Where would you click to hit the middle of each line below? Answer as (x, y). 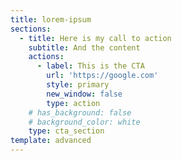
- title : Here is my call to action (95, 38)
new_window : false (84, 94)
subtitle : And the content (84, 47)
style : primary (78, 85)
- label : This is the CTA (90, 66)
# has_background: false (80, 112)
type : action (73, 103)
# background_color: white (84, 122)
